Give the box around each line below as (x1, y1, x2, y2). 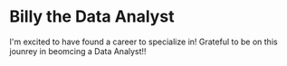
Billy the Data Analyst (9, 6, 175, 27)
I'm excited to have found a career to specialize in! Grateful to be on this (9, 36, 278, 47)
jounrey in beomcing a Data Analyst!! (9, 45, 147, 56)
